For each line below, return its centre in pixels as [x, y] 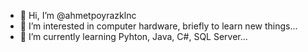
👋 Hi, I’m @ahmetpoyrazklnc [78, 15]
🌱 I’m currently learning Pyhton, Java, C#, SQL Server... [133, 36]
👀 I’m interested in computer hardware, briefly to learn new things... [158, 26]
